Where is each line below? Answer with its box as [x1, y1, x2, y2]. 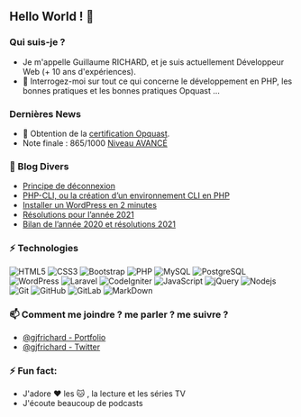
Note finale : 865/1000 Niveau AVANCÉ [22, 137, 169, 149]
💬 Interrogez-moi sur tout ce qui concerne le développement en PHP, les [22, 76, 293, 86]
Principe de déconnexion [22, 181, 115, 192]
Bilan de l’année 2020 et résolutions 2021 [22, 219, 176, 230]
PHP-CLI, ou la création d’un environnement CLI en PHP [22, 190, 230, 201]
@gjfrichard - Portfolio [22, 331, 106, 342]
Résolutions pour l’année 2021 [22, 209, 135, 221]
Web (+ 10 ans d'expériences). [22, 66, 137, 77]
